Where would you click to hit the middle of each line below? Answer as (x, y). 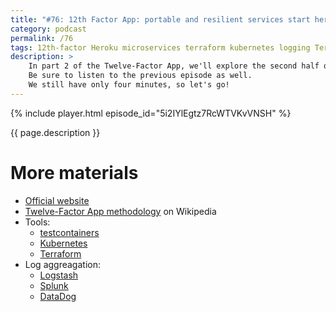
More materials (74, 172)
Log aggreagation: (62, 264)
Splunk (54, 285)
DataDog (58, 296)
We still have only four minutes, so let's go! (129, 85)
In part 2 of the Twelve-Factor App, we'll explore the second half (174, 66)
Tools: (37, 222)
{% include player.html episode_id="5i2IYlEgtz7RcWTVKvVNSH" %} (151, 113)
